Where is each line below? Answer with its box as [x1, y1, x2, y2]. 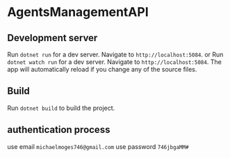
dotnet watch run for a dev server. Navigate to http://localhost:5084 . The [7, 58, 222, 66]
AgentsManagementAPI [7, 4, 149, 20]
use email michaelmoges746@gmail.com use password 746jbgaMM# [7, 142, 189, 150]
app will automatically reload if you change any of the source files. [7, 65, 197, 73]
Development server [7, 32, 98, 44]
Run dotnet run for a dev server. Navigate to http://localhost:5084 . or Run [7, 50, 224, 58]
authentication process [7, 124, 110, 136]
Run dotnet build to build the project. [7, 104, 115, 112]
